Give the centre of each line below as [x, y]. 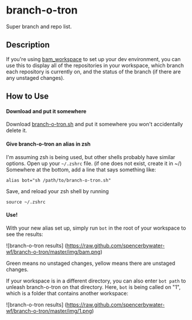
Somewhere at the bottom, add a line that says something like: [81, 169]
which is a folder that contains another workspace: [67, 293]
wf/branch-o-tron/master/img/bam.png [53, 252]
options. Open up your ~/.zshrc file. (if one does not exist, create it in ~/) [94, 163]
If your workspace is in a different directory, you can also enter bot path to [96, 281]
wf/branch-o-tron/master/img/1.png [49, 311]
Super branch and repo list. [39, 26]
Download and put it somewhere [46, 111]
